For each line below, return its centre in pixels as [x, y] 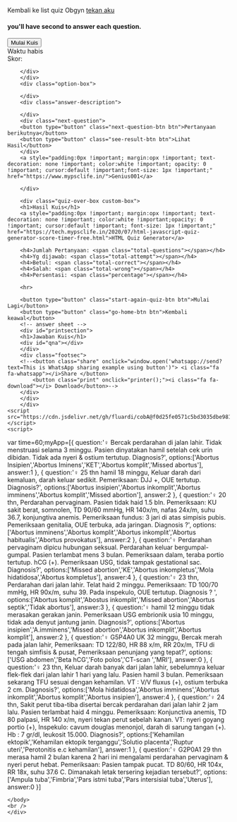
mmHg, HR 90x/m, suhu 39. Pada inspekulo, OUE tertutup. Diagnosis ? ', [112, 592]
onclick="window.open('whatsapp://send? [162, 362]
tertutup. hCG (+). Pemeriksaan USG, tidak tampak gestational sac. [105, 563]
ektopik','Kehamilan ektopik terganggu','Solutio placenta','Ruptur [101, 742]
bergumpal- [192, 547]
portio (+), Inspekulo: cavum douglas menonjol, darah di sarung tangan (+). [117, 727]
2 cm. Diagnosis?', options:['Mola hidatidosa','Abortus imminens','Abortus [114, 689]
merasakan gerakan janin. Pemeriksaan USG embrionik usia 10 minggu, [111, 615]
